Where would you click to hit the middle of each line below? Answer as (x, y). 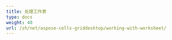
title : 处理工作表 (26, 11)
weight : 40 (19, 22)
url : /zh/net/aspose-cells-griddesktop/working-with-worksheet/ (86, 28)
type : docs (19, 17)
